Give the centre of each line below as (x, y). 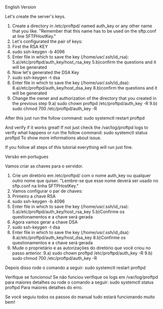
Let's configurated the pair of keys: (47, 41)
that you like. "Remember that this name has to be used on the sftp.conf (84, 31)
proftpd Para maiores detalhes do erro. (44, 287)
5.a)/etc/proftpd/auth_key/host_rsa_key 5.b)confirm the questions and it (84, 62)
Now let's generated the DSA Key (45, 72)
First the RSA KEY (30, 46)
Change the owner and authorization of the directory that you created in (84, 98)
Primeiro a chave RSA (34, 196)
